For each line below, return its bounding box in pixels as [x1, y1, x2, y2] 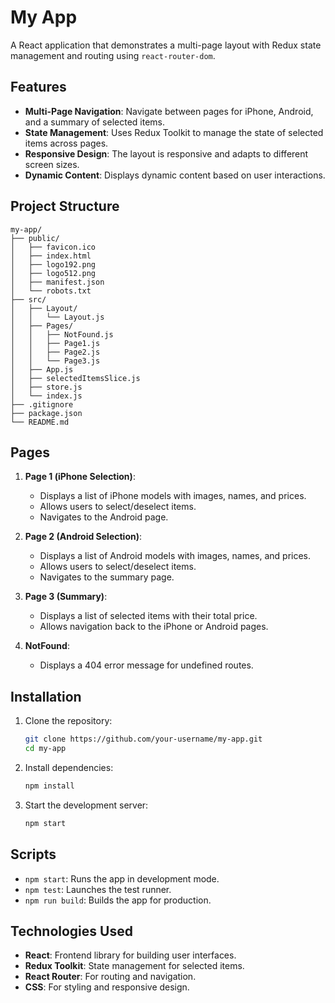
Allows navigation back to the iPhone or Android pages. [39, 621, 269, 633]
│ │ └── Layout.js [10, 312, 105, 322]
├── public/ [10, 233, 60, 243]
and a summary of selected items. [24, 116, 166, 128]
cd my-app [24, 744, 67, 754]
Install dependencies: [24, 761, 114, 773]
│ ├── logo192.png [10, 259, 97, 270]
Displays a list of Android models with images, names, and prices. [39, 550, 312, 562]
